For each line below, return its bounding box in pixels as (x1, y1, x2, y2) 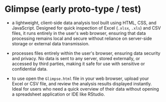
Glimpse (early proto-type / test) (4, 3, 142, 15)
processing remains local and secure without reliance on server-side (11, 35, 152, 41)
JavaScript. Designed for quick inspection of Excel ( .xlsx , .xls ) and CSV (11, 25, 162, 31)
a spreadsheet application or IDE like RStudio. (11, 91, 105, 97)
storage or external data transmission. (11, 40, 90, 46)
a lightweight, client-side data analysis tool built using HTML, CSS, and (11, 20, 157, 26)
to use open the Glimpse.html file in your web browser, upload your (11, 75, 149, 81)
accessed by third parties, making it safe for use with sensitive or (11, 61, 145, 67)
